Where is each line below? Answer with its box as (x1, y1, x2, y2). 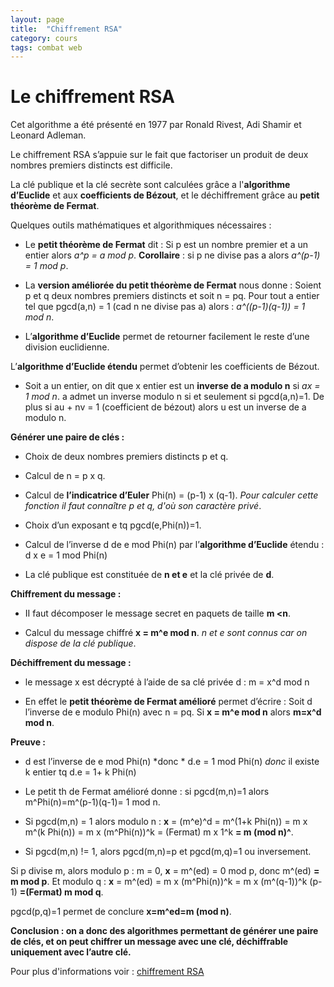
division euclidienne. (24, 341, 110, 353)
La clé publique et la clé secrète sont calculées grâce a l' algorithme (10, 179, 291, 191)
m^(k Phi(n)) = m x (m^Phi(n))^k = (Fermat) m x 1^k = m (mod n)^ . (24, 826, 294, 838)
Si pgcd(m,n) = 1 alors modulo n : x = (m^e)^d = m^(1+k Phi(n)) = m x (24, 816, 308, 828)
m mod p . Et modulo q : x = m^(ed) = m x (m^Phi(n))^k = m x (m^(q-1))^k (10, 876, 308, 888)
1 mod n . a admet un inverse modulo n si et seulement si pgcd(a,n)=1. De (24, 391, 325, 403)
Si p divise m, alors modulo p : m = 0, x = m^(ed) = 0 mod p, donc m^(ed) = (10, 865, 320, 877)
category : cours (10, 33, 78, 43)
